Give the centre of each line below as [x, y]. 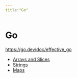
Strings [20, 65]
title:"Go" [17, 10]
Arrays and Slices [31, 59]
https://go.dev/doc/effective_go [39, 49]
